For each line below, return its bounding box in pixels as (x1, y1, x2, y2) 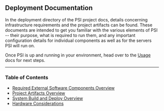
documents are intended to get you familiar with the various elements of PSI (5, 27, 158, 33)
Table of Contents (5, 74, 49, 81)
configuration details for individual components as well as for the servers (5, 37, 152, 43)
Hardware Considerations (12, 101, 64, 107)
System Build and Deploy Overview (12, 95, 83, 101)
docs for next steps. (5, 57, 45, 63)
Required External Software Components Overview (12, 85, 115, 91)
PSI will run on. (5, 42, 35, 48)
